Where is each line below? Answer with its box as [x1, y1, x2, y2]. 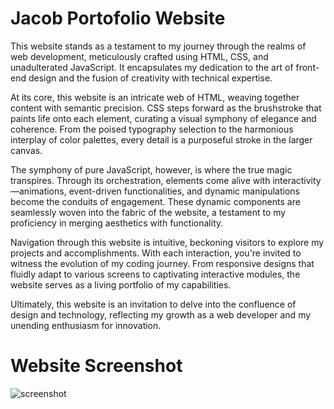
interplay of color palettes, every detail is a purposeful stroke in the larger [10, 133, 313, 146]
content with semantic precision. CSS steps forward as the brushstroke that [10, 102, 322, 114]
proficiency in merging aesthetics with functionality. [10, 217, 224, 229]
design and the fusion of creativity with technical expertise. [28, 72, 273, 84]
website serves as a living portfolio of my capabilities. [10, 278, 232, 291]
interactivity [272, 174, 322, 186]
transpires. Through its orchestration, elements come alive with [10, 174, 271, 186]
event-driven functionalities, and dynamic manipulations [68, 185, 300, 197]
